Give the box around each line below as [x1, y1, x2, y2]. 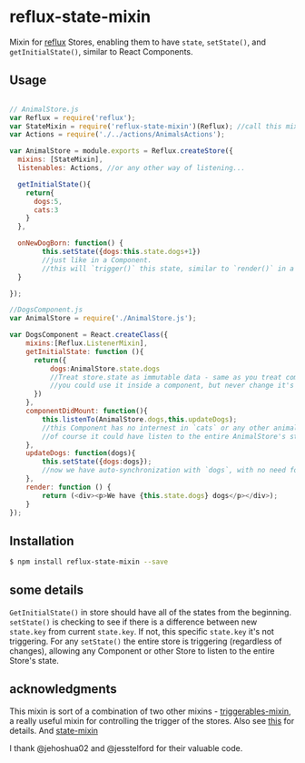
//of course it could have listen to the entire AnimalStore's [42, 432, 286, 441]
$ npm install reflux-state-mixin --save [9, 557, 169, 566]
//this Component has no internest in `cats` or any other [42, 423, 271, 432]
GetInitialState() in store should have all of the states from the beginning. [9, 606, 292, 617]
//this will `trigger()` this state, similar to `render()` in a [42, 264, 295, 273]
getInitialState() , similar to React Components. [9, 46, 193, 56]
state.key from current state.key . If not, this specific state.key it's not [9, 626, 275, 636]
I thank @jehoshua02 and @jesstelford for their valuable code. [9, 742, 243, 753]
